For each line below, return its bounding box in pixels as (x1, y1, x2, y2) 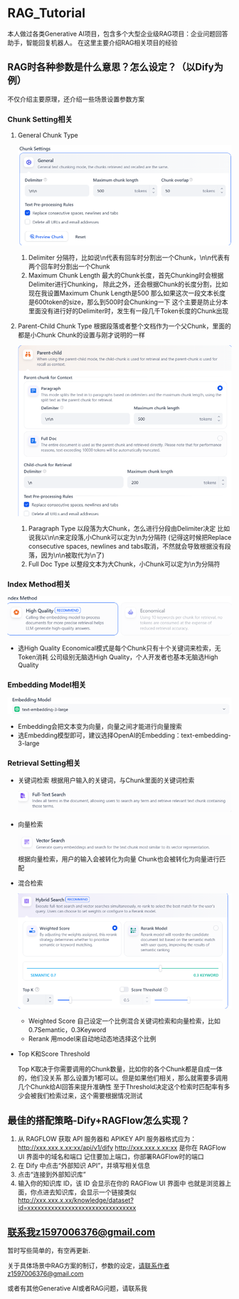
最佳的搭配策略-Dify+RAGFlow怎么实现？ (7, 1114, 190, 1126)
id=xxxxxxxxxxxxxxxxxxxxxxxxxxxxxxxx (17, 1204, 137, 1212)
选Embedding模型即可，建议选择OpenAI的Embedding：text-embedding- (17, 731, 231, 740)
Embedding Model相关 (7, 680, 87, 690)
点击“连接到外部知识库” (17, 1170, 87, 1179)
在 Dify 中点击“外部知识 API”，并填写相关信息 (17, 1162, 151, 1170)
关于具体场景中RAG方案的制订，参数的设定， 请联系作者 (7, 1261, 170, 1270)
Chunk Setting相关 (7, 114, 73, 124)
